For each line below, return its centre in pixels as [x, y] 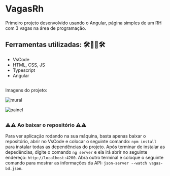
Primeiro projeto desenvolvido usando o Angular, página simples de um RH [83, 23]
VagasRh [25, 9]
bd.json [13, 168]
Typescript [24, 70]
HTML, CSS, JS [29, 65]
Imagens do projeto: [26, 90]
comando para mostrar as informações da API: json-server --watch [76, 163]
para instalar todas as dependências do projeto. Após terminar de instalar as [85, 147]
